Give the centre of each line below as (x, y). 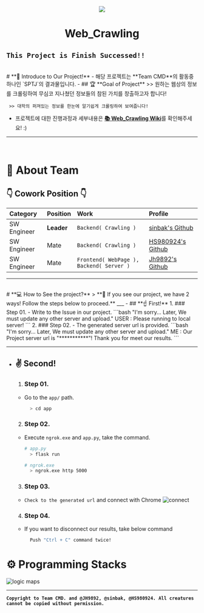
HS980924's (167, 242)
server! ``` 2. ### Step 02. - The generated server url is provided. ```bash (97, 325)
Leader (57, 228)
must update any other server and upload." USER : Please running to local (98, 319)
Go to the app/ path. (49, 397)
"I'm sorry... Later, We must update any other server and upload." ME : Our (99, 331)
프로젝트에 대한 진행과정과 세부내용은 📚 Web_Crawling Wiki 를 (91, 118)
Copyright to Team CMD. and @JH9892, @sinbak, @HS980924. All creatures (100, 598)
